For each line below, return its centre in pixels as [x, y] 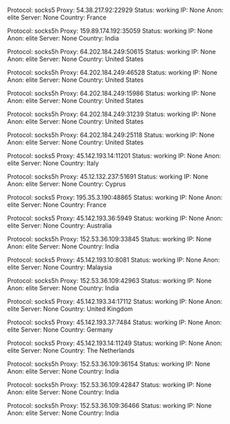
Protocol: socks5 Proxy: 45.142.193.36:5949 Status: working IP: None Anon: [115, 218]
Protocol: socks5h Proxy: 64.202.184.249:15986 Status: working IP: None [112, 93]
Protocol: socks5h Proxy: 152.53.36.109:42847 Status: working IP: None [109, 385]
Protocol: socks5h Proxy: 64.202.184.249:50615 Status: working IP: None [112, 52]
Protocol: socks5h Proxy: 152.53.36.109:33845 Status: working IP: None [109, 239]
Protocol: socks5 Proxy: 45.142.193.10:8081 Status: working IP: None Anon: [114, 260]
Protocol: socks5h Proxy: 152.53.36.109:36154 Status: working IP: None [109, 364]
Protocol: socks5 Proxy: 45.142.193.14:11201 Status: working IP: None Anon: [114, 156]
